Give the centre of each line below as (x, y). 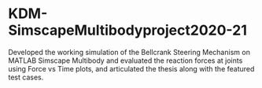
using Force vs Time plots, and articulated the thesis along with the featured (131, 68)
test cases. (26, 77)
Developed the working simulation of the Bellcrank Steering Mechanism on (129, 52)
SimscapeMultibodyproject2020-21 (128, 30)
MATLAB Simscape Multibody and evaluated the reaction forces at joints (125, 60)
